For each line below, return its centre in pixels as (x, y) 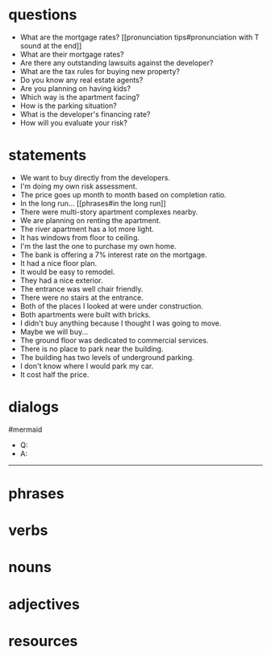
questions (43, 15)
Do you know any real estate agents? (81, 80)
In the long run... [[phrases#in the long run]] (93, 203)
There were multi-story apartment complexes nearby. (109, 212)
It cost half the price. (54, 374)
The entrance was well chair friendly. (81, 288)
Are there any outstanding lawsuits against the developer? (117, 63)
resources (43, 641)
